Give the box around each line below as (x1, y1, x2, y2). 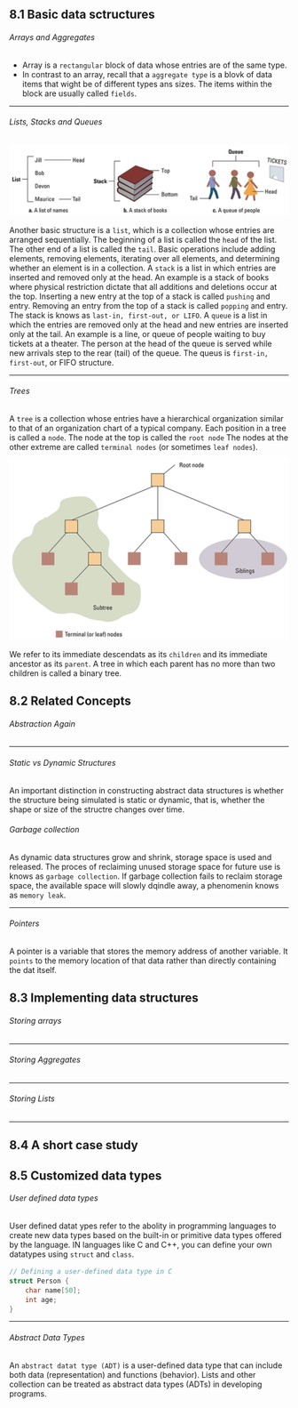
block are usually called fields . (21, 88, 137, 99)
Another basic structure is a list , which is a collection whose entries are (9, 224, 275, 235)
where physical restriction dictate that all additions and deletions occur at (9, 281, 278, 292)
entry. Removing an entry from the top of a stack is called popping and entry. (9, 300, 288, 310)
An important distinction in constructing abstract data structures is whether (9, 784, 284, 795)
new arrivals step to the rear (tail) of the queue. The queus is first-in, (9, 347, 269, 358)
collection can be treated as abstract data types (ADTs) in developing (9, 1379, 263, 1389)
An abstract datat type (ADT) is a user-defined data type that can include (9, 1360, 283, 1371)
